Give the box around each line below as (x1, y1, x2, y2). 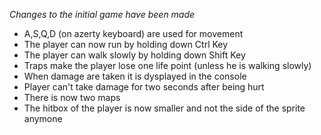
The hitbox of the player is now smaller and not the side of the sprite (23, 102, 306, 114)
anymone (23, 113, 63, 124)
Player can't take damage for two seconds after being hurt (23, 81, 265, 93)
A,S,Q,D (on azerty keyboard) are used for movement (23, 28, 244, 39)
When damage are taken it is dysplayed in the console (23, 70, 247, 82)
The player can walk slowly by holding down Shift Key (23, 49, 246, 61)
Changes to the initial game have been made (9, 9, 196, 20)
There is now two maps (23, 92, 121, 103)
